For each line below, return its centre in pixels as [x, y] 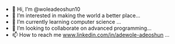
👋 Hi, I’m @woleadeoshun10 [46, 9]
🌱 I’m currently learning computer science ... [66, 22]
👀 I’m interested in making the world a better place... [76, 15]
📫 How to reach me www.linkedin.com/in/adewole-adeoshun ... [91, 35]
